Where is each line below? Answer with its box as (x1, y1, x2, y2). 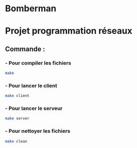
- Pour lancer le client (5, 82, 57, 89)
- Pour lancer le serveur (5, 105, 63, 112)
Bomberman (5, 3, 56, 14)
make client (5, 94, 29, 99)
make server (5, 116, 29, 121)
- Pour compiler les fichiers (5, 59, 71, 66)
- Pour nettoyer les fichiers (5, 128, 71, 135)
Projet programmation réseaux (5, 25, 133, 37)
